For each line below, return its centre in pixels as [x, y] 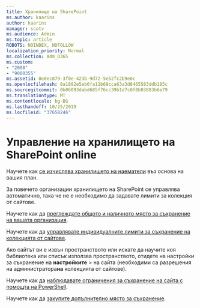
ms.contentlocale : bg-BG [37, 101]
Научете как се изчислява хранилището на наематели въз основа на [95, 171]
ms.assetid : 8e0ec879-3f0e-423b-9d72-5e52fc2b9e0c [71, 79]
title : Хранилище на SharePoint [47, 12]
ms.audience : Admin [31, 34]
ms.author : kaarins [31, 17]
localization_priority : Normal [45, 51]
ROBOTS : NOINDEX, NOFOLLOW [40, 46]
